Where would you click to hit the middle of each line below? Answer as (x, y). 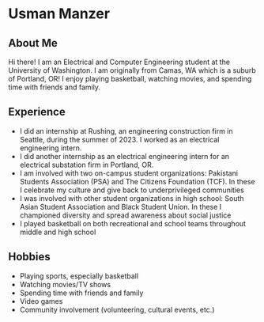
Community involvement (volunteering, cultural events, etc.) (117, 309)
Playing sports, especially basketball (79, 276)
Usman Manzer (59, 14)
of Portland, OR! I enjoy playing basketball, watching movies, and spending (130, 79)
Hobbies (30, 257)
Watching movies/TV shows (65, 284)
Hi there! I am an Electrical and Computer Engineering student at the (119, 62)
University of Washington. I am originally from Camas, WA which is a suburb (132, 70)
